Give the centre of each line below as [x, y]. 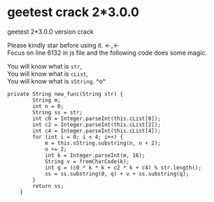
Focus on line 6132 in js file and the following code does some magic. [107, 53]
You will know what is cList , [48, 74]
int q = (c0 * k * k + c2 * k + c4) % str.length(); [123, 168]
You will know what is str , [45, 66]
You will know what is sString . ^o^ [57, 81]
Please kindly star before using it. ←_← [64, 45]
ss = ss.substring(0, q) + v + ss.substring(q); [117, 174]
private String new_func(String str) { [65, 94]
